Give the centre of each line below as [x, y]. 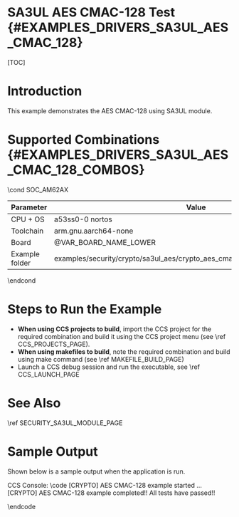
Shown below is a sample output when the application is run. [96, 471]
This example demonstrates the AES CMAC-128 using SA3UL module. [110, 110]
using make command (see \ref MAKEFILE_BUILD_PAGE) [101, 359]
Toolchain [27, 231]
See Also [34, 403]
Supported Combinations [84, 140]
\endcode [22, 506]
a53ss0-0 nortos [83, 219]
